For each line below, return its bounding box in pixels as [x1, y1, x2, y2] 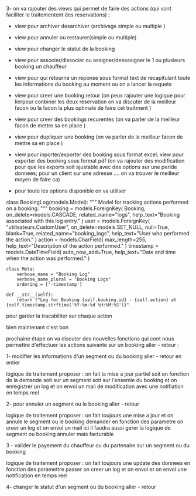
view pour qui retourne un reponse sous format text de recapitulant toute [14, 75, 191, 81]
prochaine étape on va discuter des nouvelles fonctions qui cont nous [6, 335, 174, 342]
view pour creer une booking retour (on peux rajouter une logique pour [14, 92, 185, 99]
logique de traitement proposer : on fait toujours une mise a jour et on [6, 412, 174, 419]
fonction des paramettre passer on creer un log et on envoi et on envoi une [6, 466, 187, 473]
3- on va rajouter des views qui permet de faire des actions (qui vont [6, 5, 171, 12]
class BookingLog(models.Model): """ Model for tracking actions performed [6, 199, 189, 205]
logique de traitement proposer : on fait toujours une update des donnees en [6, 460, 191, 466]
